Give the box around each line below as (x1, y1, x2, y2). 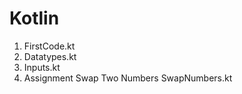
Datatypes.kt (23, 50, 77, 62)
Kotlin (9, 7, 60, 30)
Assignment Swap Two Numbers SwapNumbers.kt (23, 72, 233, 84)
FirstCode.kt (23, 40, 76, 52)
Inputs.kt (23, 61, 61, 73)
